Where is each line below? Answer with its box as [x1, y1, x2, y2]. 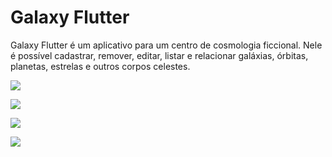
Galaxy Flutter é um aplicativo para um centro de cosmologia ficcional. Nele [10, 39, 323, 51]
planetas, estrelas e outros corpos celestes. [10, 60, 191, 72]
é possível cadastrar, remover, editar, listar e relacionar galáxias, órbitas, [10, 49, 309, 61]
